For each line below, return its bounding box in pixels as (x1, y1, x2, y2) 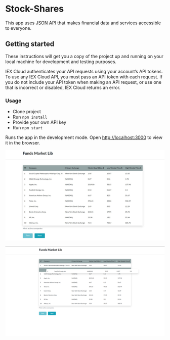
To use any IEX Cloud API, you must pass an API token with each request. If (5, 74, 163, 80)
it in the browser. (5, 140, 40, 146)
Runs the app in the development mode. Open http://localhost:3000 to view (5, 134, 163, 140)
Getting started (5, 40, 55, 48)
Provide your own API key (12, 119, 67, 125)
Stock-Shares (5, 3, 64, 15)
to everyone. (5, 25, 32, 31)
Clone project (12, 109, 41, 115)
